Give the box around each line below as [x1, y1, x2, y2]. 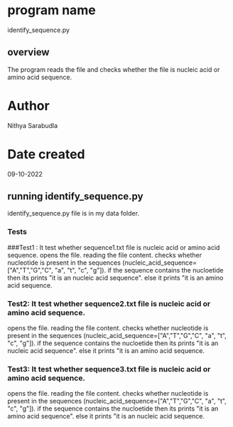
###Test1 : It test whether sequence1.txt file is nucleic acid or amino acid [7, 243, 220, 251]
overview [7, 46, 50, 58]
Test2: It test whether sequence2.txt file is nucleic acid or [7, 298, 211, 308]
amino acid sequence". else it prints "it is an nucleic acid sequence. [7, 412, 205, 421]
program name [7, 2, 96, 19]
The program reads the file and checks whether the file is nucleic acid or [7, 65, 220, 73]
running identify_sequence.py [7, 191, 143, 203]
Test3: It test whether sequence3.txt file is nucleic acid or [7, 364, 211, 374]
